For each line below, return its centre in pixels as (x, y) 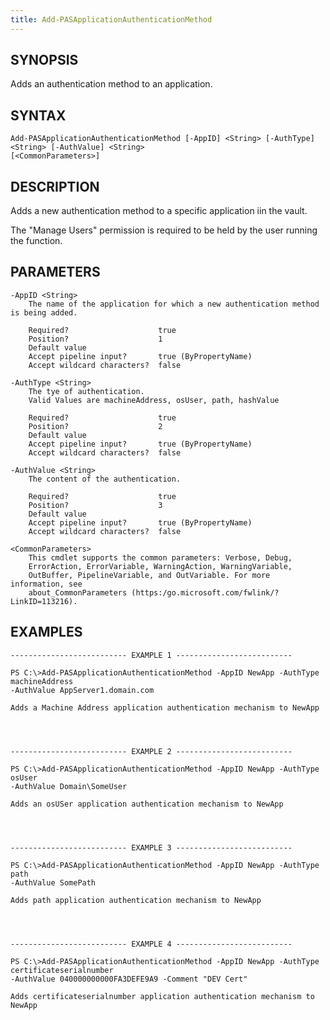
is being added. (44, 312)
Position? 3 (95, 505)
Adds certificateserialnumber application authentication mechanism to (162, 996)
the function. (36, 241)
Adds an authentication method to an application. (111, 84)
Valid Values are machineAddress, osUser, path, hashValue (154, 400)
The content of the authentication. (105, 479)
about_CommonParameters (78, 592)
